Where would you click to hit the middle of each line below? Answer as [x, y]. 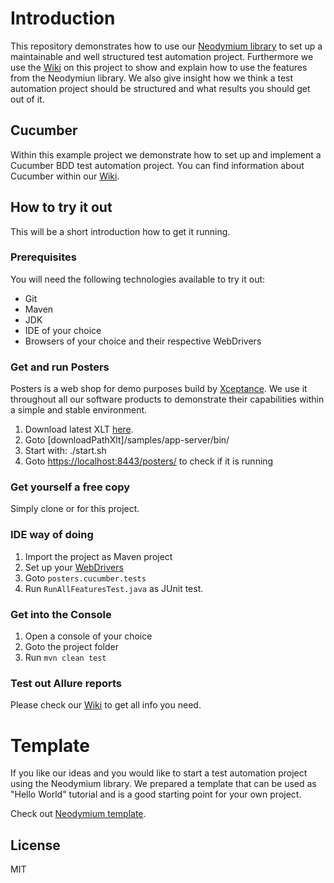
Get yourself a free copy [70, 487]
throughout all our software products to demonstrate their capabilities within [167, 399]
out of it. [27, 99]
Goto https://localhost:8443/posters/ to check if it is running [149, 461]
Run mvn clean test [65, 658]
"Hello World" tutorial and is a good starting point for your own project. [156, 794]
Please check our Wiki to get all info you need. [106, 705]
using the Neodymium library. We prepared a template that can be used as [163, 784]
